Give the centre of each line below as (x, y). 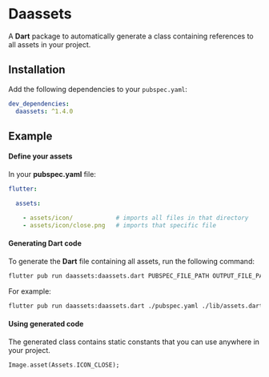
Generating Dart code (45, 243)
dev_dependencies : (39, 104)
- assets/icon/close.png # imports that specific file (120, 225)
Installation (37, 70)
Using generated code (46, 324)
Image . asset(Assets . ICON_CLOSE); (64, 365)
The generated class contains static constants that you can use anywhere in (134, 342)
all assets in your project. (50, 44)
